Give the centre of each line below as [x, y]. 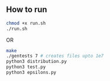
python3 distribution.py [36, 62]
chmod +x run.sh [26, 23]
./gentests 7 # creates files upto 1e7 [55, 56]
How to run [27, 10]
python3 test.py [26, 67]
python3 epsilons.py [31, 73]
